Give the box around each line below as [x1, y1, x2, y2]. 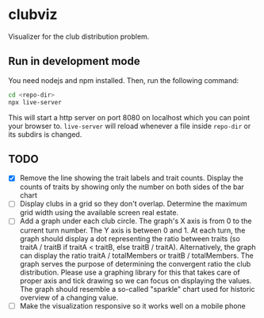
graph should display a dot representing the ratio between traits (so [19, 233, 240, 243]
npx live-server [8, 98, 62, 106]
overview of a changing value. [19, 293, 119, 302]
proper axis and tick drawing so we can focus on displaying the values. [19, 275, 252, 286]
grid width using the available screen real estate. [19, 208, 179, 218]
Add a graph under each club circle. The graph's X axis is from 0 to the [19, 216, 252, 226]
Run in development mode [8, 55, 140, 68]
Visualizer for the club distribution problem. [8, 32, 150, 41]
